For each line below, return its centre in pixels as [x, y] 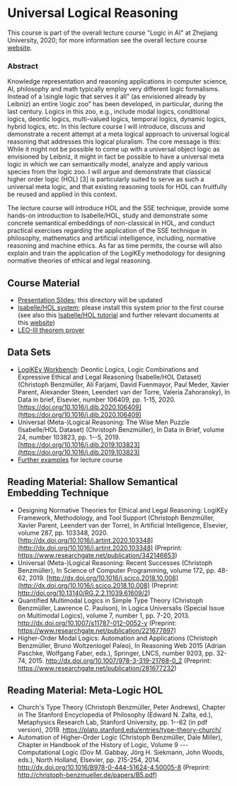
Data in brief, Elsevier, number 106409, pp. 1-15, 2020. [96, 399]
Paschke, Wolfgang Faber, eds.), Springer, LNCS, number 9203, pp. [116, 653]
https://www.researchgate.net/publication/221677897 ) [97, 630]
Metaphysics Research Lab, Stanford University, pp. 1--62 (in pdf [112, 722]
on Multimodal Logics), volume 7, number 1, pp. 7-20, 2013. [104, 615]
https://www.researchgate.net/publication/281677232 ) [97, 668]
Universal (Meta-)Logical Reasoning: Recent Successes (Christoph [115, 563]
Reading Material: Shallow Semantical [93, 482]
